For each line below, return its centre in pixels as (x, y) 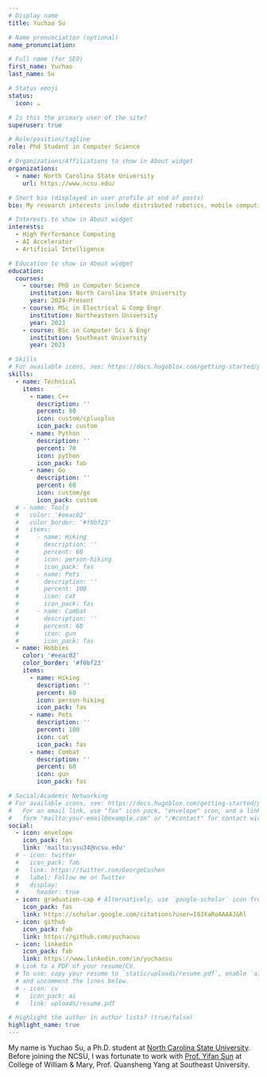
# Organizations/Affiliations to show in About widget (101, 161)
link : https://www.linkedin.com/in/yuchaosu (97, 959)
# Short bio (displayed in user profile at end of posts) (106, 198)
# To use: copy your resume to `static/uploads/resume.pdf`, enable (131, 973)
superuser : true (35, 125)
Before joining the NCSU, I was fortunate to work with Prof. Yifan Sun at (125, 1056)
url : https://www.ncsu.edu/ (69, 183)
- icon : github (41, 922)
